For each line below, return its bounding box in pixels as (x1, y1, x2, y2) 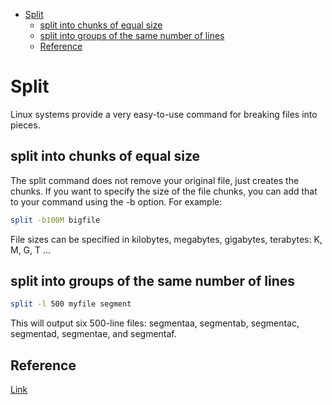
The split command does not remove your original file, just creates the (10, 174, 300, 186)
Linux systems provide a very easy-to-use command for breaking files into (10, 108, 318, 120)
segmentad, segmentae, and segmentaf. (10, 328, 177, 340)
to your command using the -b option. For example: (10, 195, 223, 208)
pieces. (10, 119, 41, 131)
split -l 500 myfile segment (10, 299, 132, 309)
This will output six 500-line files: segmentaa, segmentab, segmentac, (10, 317, 300, 329)
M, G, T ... (10, 244, 52, 256)
